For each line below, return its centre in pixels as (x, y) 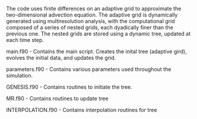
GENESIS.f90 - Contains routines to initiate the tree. (69, 87)
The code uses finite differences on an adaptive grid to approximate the (94, 9)
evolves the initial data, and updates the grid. (61, 58)
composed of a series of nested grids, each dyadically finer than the (90, 27)
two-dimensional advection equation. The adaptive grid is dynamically (92, 15)
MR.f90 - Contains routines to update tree (57, 98)
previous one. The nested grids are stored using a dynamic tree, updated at (99, 34)
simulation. (20, 75)
